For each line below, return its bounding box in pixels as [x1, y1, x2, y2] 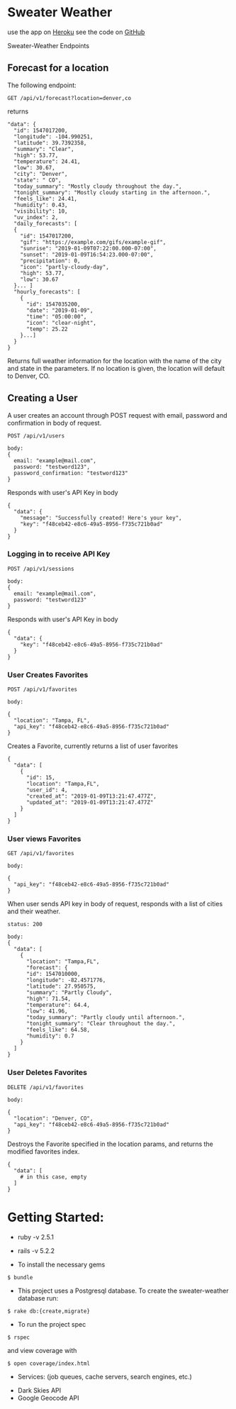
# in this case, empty [20, 1173, 87, 1181]
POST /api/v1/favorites [7, 686, 78, 694]
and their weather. [7, 907, 61, 915]
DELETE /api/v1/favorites [7, 1084, 84, 1091]
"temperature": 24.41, [13, 157, 81, 165]
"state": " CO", [13, 177, 62, 184]
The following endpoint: [7, 81, 77, 89]
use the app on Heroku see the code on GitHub [7, 28, 145, 36]
